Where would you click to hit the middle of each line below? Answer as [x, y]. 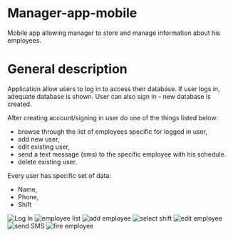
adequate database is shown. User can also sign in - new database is [109, 96]
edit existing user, [43, 147]
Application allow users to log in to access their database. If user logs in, [114, 89]
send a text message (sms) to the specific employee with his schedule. [122, 154]
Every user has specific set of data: [59, 175]
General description [67, 69]
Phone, [28, 196]
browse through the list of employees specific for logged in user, [113, 131]
